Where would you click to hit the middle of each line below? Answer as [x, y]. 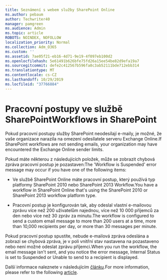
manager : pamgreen [24, 24]
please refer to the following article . [42, 272]
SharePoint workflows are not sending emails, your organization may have [81, 144]
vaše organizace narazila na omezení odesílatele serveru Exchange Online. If [83, 138]
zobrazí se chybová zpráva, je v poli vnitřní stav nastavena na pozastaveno [82, 241]
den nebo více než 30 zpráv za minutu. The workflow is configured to [83, 215]
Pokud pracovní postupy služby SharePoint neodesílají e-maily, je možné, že [83, 133]
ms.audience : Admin [25, 28]
